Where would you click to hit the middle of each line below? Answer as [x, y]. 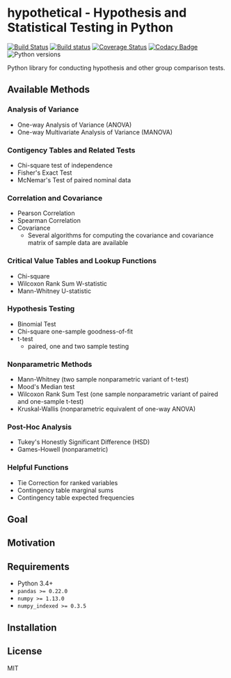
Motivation [31, 543]
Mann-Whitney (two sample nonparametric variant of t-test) [103, 379]
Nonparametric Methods [50, 364]
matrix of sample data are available [78, 243]
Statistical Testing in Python [90, 27]
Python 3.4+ [35, 583]
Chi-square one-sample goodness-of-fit [75, 331]
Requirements [38, 566]
